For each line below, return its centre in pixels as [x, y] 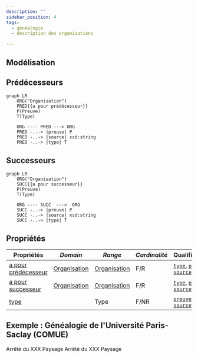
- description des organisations [52, 34]
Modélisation [31, 62]
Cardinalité [151, 255]
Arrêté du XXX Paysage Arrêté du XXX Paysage [64, 349]
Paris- [157, 325]
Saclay [19, 335]
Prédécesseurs [35, 82]
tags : [13, 22]
